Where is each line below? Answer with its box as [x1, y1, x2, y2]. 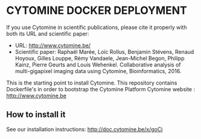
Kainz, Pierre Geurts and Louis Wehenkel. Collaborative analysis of [14, 61, 181, 68]
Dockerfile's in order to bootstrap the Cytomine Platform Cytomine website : [6, 85, 195, 92]
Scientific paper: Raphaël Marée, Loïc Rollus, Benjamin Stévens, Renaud [14, 48, 194, 55]
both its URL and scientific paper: [6, 30, 89, 37]
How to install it [6, 109, 66, 120]
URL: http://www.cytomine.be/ [14, 42, 91, 49]
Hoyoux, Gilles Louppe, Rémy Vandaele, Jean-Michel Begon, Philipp [14, 54, 185, 62]
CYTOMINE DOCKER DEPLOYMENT [6, 4, 187, 18]
